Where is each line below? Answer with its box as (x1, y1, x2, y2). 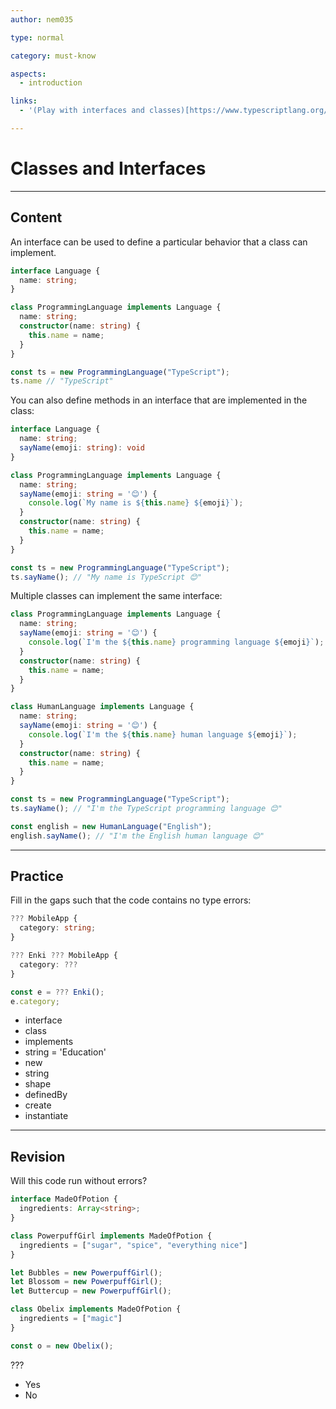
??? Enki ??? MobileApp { (10, 951, 118, 961)
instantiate (24, 1110, 69, 1122)
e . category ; (10, 996, 60, 1006)
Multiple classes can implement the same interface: (10, 590, 223, 602)
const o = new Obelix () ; (10, 1341, 114, 1351)
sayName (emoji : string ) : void (19, 443, 145, 453)
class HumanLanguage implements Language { (10, 702, 195, 712)
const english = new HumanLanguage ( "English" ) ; (10, 821, 213, 831)
